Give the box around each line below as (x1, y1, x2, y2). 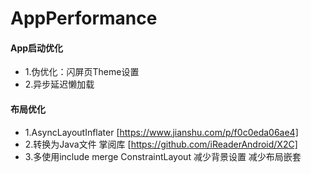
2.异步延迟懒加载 (24, 78, 95, 91)
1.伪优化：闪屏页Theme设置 (24, 66, 140, 78)
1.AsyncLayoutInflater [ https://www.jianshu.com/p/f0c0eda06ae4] (24, 126, 299, 138)
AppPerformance (10, 7, 158, 30)
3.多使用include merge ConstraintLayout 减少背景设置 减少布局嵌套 (24, 150, 302, 162)
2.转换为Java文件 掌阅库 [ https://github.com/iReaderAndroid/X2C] (24, 138, 298, 150)
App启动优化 (10, 42, 64, 54)
